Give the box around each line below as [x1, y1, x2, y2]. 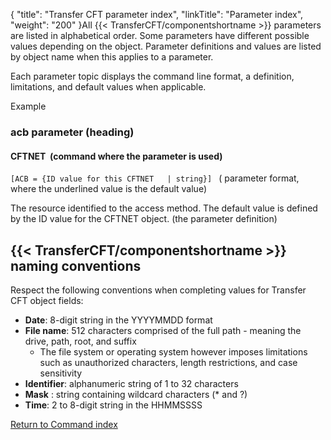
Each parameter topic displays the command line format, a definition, [10, 70, 295, 82]
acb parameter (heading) [10, 125, 135, 139]
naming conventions [10, 257, 142, 274]
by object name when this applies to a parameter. [10, 51, 214, 63]
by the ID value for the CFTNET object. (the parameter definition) [10, 213, 278, 225]
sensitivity [39, 367, 83, 379]
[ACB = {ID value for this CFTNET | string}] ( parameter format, [10, 172, 300, 184]
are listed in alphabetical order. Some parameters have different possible [10, 30, 310, 41]
